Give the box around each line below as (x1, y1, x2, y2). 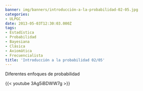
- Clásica (5, 44, 26, 49)
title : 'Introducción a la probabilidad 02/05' (5, 58, 105, 62)
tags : (5, 26, 16, 30)
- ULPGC (5, 16, 21, 21)
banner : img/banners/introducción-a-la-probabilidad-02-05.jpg (5, 7, 139, 12)
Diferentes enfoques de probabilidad (5, 71, 80, 77)
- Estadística (5, 30, 35, 35)
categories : (5, 12, 30, 17)
